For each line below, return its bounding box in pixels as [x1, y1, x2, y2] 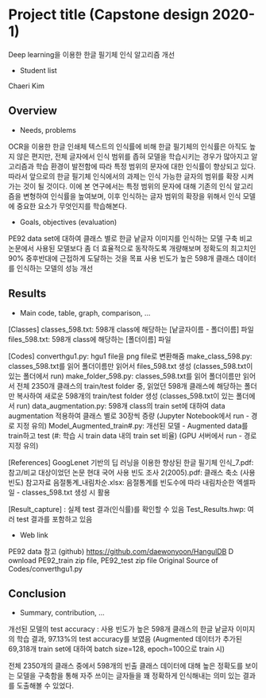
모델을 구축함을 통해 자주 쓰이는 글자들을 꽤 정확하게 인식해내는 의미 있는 [16, 671, 241, 681]
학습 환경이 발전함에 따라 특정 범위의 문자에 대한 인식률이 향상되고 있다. [35, 161, 256, 171]
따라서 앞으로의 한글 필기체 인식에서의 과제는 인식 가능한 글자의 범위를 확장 [8, 171, 240, 180]
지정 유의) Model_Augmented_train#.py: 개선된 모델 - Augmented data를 [16, 421, 249, 430]
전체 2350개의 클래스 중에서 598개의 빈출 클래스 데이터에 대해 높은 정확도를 [8, 661, 244, 671]
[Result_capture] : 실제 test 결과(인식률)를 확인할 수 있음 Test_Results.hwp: [8, 504, 246, 514]
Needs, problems [19, 125, 77, 134]
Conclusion [8, 587, 67, 600]
